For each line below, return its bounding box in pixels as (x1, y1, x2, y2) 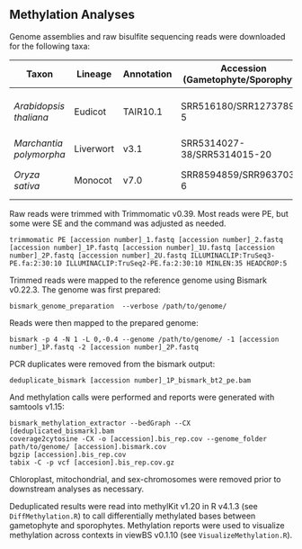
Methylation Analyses (9, 7, 135, 22)
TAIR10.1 (122, 105, 164, 118)
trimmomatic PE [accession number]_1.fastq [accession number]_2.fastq (9, 235, 283, 244)
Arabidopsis (13, 99, 66, 112)
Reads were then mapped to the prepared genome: (9, 317, 200, 328)
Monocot (74, 174, 112, 186)
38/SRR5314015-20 (181, 148, 272, 160)
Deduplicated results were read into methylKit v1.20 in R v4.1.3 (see (9, 500, 258, 511)
